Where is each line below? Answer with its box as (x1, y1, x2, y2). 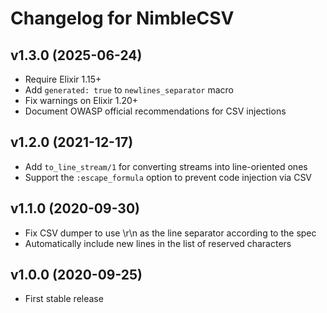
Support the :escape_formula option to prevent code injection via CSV (24, 171, 313, 183)
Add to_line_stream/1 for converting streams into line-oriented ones (24, 160, 308, 172)
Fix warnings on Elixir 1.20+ (24, 95, 139, 106)
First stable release (24, 293, 104, 305)
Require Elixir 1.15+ (24, 73, 102, 85)
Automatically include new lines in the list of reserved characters (24, 237, 292, 249)
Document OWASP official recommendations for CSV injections (24, 105, 287, 117)
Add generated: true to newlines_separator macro (24, 84, 235, 96)
